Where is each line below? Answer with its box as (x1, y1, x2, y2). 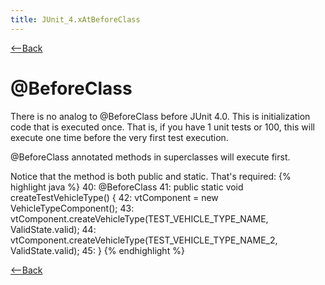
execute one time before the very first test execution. (10, 131, 229, 143)
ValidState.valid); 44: (10, 223, 97, 235)
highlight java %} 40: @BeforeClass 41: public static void (10, 181, 244, 193)
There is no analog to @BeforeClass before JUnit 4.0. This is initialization (10, 110, 311, 122)
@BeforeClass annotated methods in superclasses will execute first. (10, 151, 291, 163)
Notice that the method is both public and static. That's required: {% (10, 170, 292, 182)
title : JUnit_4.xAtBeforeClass (10, 14, 141, 25)
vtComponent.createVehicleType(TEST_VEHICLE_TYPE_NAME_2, (10, 234, 278, 246)
